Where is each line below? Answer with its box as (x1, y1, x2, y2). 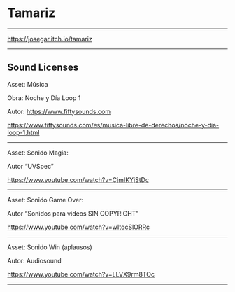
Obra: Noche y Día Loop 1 (7, 93, 81, 102)
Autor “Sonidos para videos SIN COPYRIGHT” (7, 209, 139, 218)
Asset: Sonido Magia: (7, 148, 69, 157)
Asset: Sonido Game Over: (7, 195, 84, 204)
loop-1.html (7, 128, 40, 137)
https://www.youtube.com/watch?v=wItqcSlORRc (7, 223, 150, 231)
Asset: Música (7, 80, 48, 88)
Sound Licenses (7, 62, 79, 74)
